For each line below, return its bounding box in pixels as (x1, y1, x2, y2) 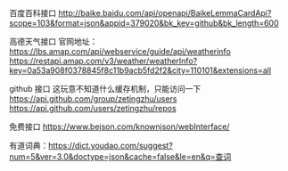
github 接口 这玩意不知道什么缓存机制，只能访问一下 (9, 84, 202, 94)
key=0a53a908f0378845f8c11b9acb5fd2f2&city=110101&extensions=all (9, 65, 272, 76)
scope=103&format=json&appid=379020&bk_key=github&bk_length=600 (9, 18, 279, 28)
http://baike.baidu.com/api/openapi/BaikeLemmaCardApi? (57, 8, 272, 18)
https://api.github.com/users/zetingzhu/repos (9, 103, 177, 113)
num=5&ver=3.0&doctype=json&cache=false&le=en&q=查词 (9, 151, 232, 162)
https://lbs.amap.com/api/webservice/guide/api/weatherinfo (9, 46, 232, 56)
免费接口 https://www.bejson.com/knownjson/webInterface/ (9, 121, 230, 132)
